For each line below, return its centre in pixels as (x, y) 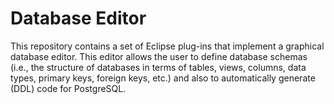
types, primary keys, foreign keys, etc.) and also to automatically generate (163, 78)
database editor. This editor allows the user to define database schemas (159, 56)
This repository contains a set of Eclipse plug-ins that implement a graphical (167, 46)
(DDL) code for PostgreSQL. (68, 88)
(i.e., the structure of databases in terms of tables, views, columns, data (158, 67)
